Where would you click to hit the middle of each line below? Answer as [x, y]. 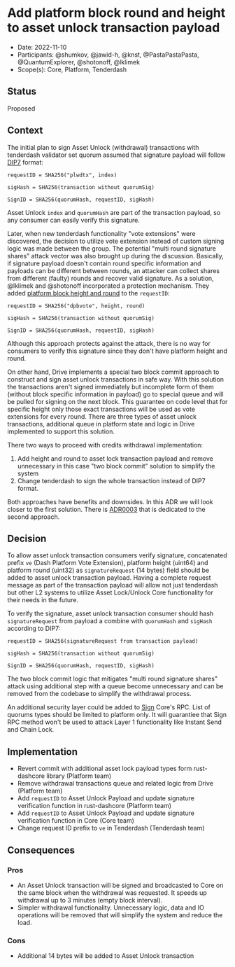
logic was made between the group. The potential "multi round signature [112, 248]
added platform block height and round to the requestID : [88, 293]
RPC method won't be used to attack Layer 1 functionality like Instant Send [115, 722]
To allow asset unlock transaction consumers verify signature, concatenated [117, 555]
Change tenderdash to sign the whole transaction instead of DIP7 [111, 480]
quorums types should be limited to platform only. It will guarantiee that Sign [117, 715]
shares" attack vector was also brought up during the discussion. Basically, [115, 256]
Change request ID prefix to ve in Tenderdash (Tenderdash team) [111, 828]
